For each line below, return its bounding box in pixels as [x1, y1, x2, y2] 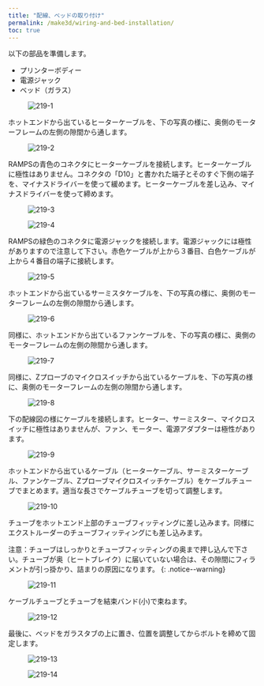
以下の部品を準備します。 [8, 49, 91, 58]
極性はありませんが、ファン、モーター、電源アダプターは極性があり [35, 424, 256, 434]
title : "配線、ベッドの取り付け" [8, 11, 105, 20]
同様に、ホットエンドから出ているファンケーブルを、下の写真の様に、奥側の [8, 330, 256, 340]
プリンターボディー [19, 66, 82, 75]
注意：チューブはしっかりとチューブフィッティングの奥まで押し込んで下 [8, 545, 242, 554]
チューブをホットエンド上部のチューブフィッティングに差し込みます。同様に [8, 518, 255, 528]
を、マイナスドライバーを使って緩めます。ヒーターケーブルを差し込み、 [8, 179, 242, 189]
